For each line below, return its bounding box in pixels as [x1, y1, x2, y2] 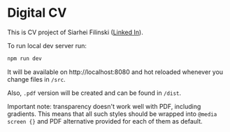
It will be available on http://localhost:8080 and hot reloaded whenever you [7, 68, 224, 76]
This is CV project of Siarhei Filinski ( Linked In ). [7, 28, 143, 36]
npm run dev [7, 54, 42, 62]
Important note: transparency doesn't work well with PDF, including [7, 102, 201, 110]
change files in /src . [7, 75, 66, 83]
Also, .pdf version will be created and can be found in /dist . [7, 89, 182, 97]
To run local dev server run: [7, 41, 87, 50]
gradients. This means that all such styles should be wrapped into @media [7, 110, 217, 118]
